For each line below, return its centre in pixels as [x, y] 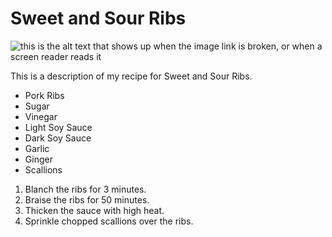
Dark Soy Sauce [58, 138]
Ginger [38, 159]
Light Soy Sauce [58, 127]
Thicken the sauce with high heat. [94, 210]
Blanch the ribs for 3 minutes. [85, 189]
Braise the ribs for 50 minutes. [87, 199]
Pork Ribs [44, 95]
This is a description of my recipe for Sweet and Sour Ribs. [131, 76]
